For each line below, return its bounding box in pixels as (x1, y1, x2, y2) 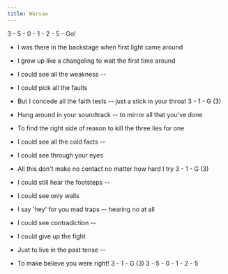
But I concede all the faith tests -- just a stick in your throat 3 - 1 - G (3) (17, 97, 222, 105)
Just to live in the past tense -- (17, 245, 106, 254)
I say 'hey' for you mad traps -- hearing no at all (17, 205, 155, 213)
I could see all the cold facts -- (17, 137, 106, 146)
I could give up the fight (17, 231, 86, 241)
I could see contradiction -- (17, 218, 96, 227)
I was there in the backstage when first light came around (17, 43, 183, 51)
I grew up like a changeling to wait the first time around (17, 56, 176, 65)
